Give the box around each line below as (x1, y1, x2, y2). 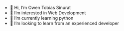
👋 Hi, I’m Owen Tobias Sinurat (9, 5, 71, 10)
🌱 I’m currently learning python (9, 15, 74, 21)
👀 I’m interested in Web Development (9, 10, 86, 16)
